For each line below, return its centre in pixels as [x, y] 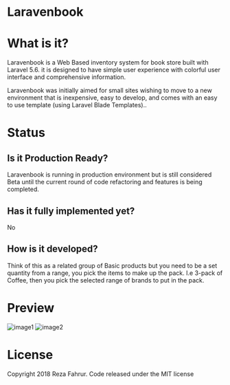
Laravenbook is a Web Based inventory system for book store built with [108, 63]
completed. [23, 189]
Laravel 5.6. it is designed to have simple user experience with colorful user [114, 70]
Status [26, 133]
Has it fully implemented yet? [71, 211]
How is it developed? [53, 249]
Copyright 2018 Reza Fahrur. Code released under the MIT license [101, 374]
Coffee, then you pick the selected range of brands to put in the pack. [106, 280]
